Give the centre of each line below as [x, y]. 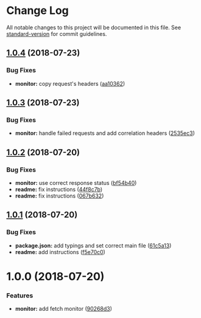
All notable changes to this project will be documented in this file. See [94, 27]
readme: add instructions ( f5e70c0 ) [60, 252]
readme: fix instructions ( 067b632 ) [59, 196]
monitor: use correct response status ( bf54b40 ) [76, 183]
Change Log [37, 11]
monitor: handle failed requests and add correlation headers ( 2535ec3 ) [105, 133]
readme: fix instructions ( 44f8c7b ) [59, 189]
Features [20, 296]
